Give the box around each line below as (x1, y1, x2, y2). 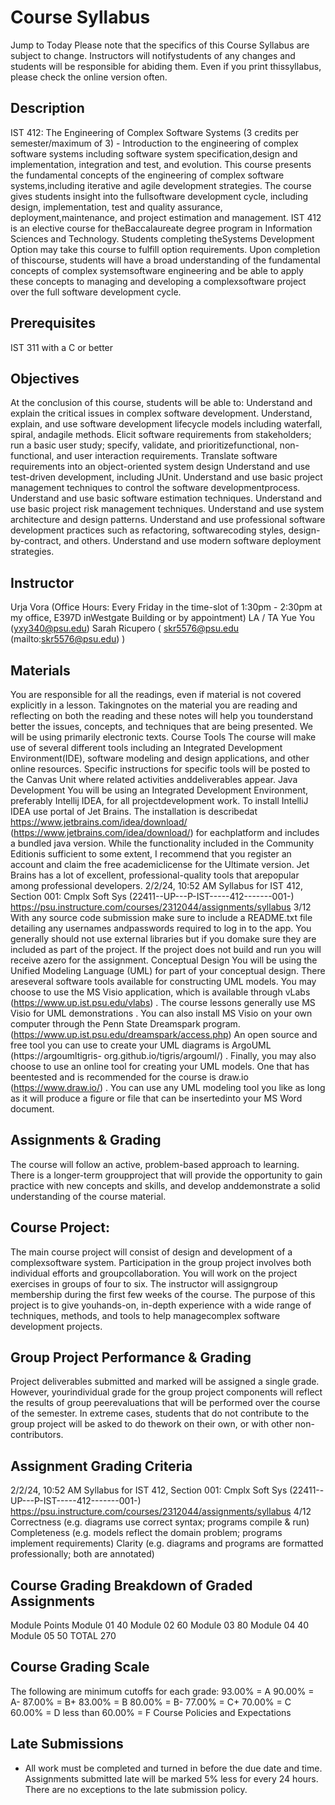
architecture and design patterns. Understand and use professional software (10, 514, 326, 526)
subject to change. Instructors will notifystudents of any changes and (10, 49, 296, 61)
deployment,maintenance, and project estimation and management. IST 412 (10, 211, 322, 223)
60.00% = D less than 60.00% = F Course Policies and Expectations (10, 1706, 292, 1718)
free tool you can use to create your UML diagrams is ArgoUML (10, 1039, 272, 1051)
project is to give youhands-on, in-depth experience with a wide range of (10, 1299, 312, 1311)
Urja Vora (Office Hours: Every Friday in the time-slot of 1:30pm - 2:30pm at (10, 601, 323, 613)
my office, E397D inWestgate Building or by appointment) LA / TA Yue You (10, 612, 316, 624)
